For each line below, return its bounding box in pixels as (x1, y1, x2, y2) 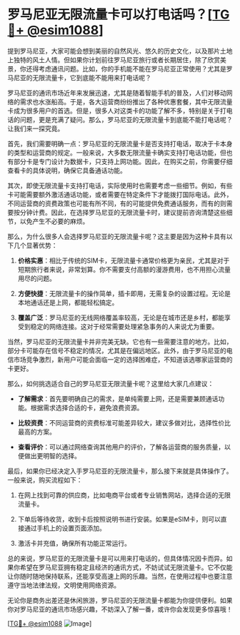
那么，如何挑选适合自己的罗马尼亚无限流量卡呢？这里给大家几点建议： (7, 379, 214, 387)
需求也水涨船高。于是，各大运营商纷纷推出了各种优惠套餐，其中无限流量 (19, 97, 233, 106)
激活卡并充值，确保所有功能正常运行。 (17, 539, 131, 547)
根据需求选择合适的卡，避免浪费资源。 (30, 403, 144, 412)
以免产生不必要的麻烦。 (19, 217, 89, 225)
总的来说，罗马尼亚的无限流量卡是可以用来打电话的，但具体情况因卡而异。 (7, 554, 226, 562)
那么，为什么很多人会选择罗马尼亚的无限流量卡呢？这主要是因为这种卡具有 (7, 232, 226, 240)
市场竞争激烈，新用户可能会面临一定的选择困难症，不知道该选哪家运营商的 (13, 355, 233, 364)
